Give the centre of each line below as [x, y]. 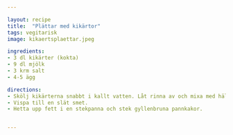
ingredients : [26, 52]
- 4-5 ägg [21, 77]
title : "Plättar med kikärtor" [54, 26]
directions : [24, 90]
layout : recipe [29, 19]
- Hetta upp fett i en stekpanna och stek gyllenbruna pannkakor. [105, 109]
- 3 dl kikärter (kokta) [43, 58]
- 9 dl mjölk [26, 64]
